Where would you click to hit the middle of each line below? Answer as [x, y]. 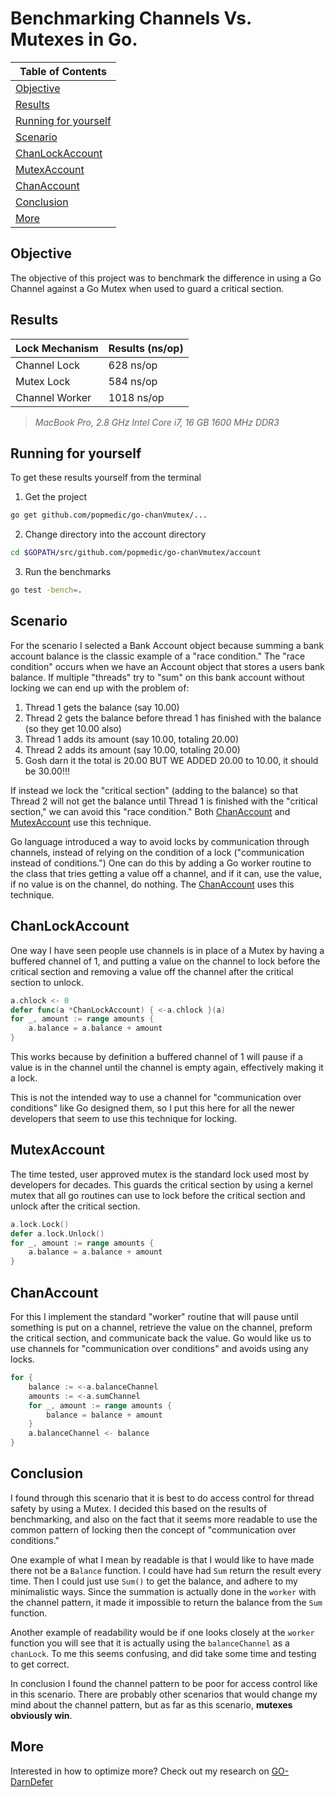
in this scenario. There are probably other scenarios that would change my [164, 1694]
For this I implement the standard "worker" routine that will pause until [154, 1316]
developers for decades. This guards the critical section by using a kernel [162, 1184]
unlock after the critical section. [75, 1206]
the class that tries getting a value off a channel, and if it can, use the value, [166, 873]
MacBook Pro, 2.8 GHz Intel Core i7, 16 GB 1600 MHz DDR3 [157, 422]
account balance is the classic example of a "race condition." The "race [158, 656]
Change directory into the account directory [115, 534]
